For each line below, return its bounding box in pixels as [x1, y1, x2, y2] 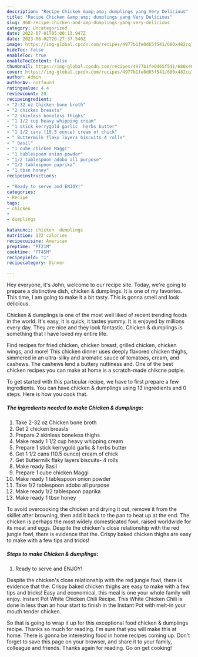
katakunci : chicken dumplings [6, 227, 83, 233]
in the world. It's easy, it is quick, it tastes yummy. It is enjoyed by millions [6, 318, 184, 325]
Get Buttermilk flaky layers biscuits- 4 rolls [15, 457, 118, 464]
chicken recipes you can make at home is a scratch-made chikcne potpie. [6, 367, 186, 374]
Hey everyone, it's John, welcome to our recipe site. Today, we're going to [6, 281, 187, 289]
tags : [6, 200, 20, 206]
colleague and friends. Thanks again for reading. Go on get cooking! [6, 645, 172, 652]
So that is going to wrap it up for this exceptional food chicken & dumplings [6, 619, 189, 626]
